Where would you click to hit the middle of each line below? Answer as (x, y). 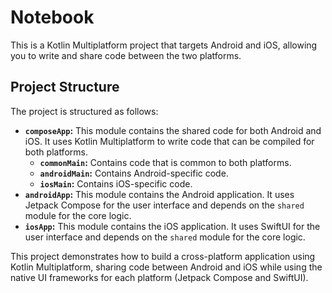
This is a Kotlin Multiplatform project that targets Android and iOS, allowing (164, 45)
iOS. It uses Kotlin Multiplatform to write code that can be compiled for (169, 141)
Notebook (52, 17)
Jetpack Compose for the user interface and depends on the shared (164, 205)
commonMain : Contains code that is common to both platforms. (165, 162)
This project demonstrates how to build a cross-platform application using (163, 256)
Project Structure (65, 87)
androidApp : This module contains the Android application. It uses (159, 194)
